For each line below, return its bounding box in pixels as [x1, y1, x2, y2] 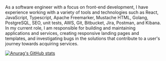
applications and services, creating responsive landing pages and [5, 30, 140, 36]
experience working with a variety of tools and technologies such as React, [5, 9, 159, 15]
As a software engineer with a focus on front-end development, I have [5, 4, 149, 10]
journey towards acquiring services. [5, 41, 78, 46]
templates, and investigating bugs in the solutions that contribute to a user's [5, 35, 160, 41]
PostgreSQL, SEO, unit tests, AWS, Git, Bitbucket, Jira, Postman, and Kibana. [5, 20, 161, 26]
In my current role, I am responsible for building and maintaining [5, 25, 136, 31]
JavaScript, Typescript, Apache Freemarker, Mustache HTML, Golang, [5, 15, 149, 20]
